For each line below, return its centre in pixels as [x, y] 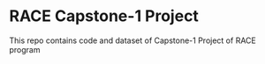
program [25, 49]
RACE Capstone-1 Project [104, 16]
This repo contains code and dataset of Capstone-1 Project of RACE [132, 40]
